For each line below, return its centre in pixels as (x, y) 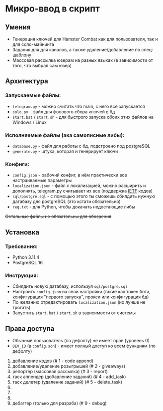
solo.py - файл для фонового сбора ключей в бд (64, 111)
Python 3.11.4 (26, 257)
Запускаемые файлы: (33, 95)
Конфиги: (17, 164)
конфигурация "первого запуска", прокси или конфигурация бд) (81, 297)
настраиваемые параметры (42, 181)
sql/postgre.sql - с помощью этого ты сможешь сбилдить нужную (84, 196)
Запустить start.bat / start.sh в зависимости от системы (74, 313)
